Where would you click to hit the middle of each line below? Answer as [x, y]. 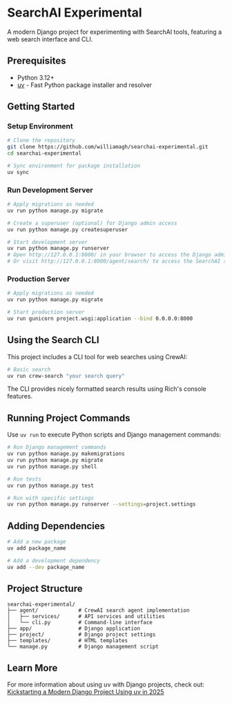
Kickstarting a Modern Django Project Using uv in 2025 [86, 692]
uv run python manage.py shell [52, 466]
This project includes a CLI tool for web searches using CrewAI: [97, 356]
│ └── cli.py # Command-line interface [80, 623]
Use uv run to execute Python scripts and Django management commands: [114, 435]
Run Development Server [50, 190]
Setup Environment [40, 126]
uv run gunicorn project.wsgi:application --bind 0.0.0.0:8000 [100, 319]
